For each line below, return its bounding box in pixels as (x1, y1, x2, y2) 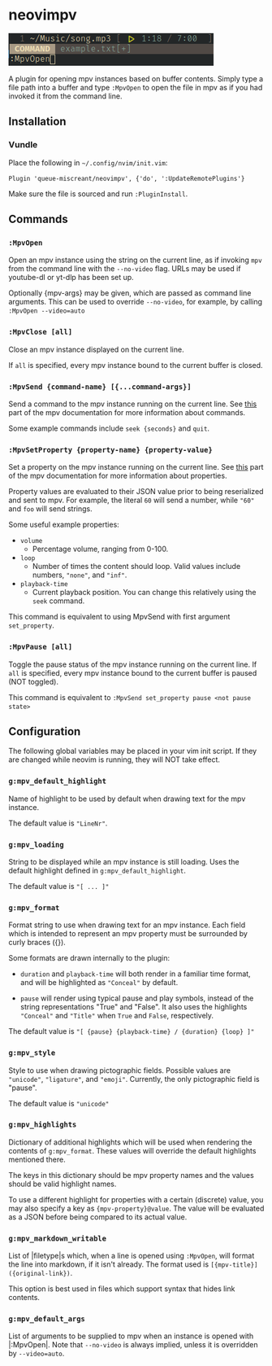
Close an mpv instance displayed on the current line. (8, 344, 184, 354)
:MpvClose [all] (8, 327, 73, 337)
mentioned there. (8, 1154, 67, 1164)
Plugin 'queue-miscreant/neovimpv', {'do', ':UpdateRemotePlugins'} (8, 174, 245, 182)
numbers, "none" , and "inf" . (32, 570, 127, 580)
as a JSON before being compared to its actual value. (8, 1211, 188, 1222)
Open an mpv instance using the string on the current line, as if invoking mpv (8, 255, 262, 265)
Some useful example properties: (8, 519, 119, 530)
